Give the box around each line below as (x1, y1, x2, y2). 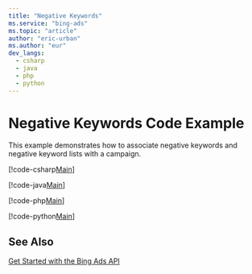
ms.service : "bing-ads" (8, 19, 89, 27)
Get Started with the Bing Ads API (8, 256, 121, 266)
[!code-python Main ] (8, 211, 75, 222)
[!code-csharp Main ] (8, 164, 75, 174)
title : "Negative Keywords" (8, 11, 103, 20)
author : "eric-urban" (8, 34, 81, 43)
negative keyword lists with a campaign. (8, 149, 142, 159)
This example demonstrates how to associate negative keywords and (8, 140, 238, 150)
